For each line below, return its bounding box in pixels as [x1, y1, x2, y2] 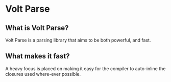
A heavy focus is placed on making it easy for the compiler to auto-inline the [5, 65, 166, 72]
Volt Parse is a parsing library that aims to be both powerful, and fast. [5, 37, 151, 43]
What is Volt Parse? [5, 24, 69, 32]
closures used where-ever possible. [5, 71, 81, 77]
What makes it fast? [5, 52, 70, 60]
